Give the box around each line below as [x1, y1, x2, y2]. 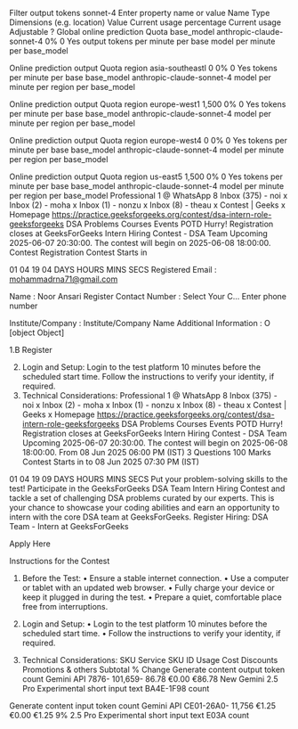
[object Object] [9, 327, 65, 338]
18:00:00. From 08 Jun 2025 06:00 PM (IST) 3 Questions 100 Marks [21, 447, 271, 457]
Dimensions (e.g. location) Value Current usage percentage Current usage [9, 17, 282, 28]
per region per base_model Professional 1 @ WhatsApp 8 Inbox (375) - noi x [9, 191, 288, 201]
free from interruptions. [21, 602, 109, 611]
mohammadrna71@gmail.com [9, 274, 118, 284]
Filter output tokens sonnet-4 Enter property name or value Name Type [9, 8, 270, 18]
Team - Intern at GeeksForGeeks [9, 521, 129, 531]
